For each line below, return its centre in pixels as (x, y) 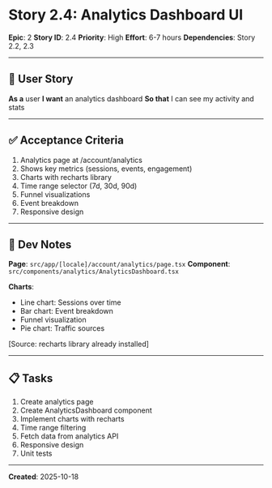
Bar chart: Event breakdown (66, 311)
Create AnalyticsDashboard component (86, 410)
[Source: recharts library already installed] (79, 344)
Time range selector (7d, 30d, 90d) (79, 186)
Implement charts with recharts (72, 419)
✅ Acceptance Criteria (66, 141)
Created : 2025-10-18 (44, 477)
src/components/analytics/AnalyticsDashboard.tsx (94, 272)
